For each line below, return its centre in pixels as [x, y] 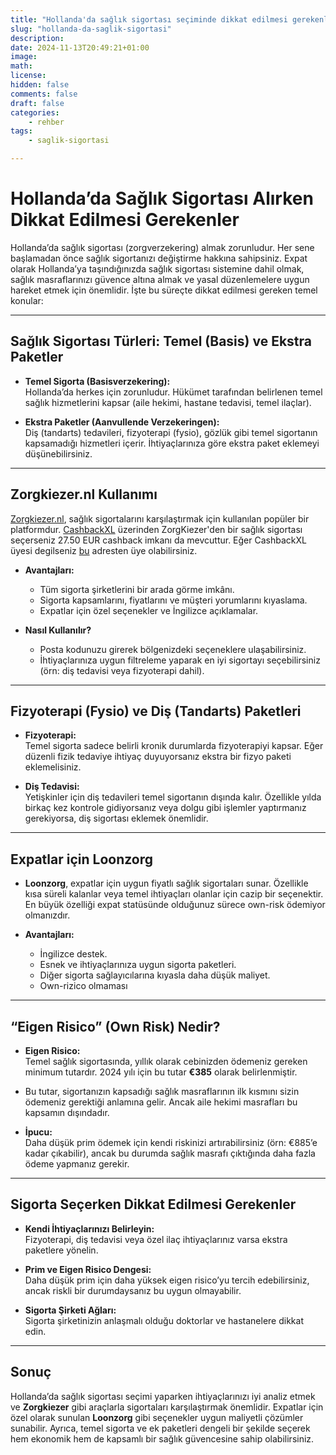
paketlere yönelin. [61, 1250]
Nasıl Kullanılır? [58, 630]
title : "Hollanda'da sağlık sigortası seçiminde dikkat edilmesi [149, 19]
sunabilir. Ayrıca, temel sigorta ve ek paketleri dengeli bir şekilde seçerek [160, 1428]
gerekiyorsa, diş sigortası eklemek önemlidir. [116, 818]
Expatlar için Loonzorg [82, 859]
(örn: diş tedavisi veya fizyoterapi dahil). [122, 670]
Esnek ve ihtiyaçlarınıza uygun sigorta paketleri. [138, 965]
